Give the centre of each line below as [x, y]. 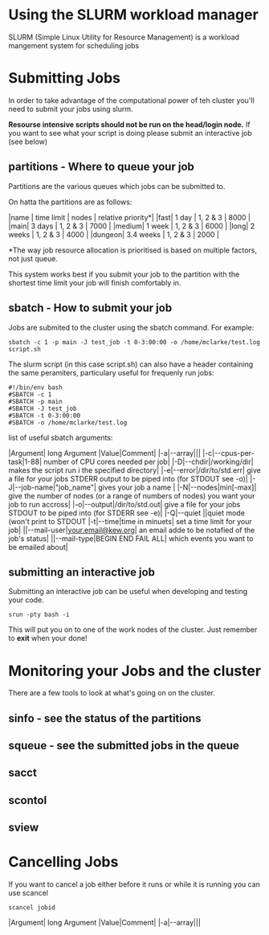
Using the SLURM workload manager [133, 15]
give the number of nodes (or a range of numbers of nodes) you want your [132, 495]
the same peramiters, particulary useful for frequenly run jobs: [111, 372]
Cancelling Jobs [63, 862]
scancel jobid [32, 908]
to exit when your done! [48, 638]
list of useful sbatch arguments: [61, 437]
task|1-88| [25, 461]
